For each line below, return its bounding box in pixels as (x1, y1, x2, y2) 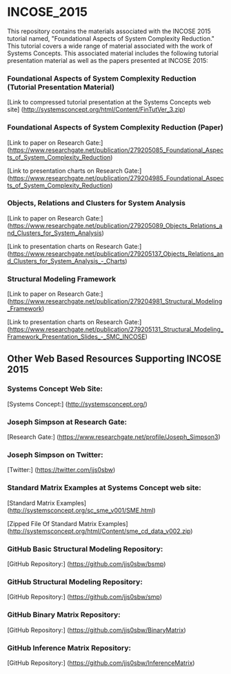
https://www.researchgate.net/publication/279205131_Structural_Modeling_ (9, 326, 224, 334)
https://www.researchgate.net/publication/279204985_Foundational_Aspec (9, 174, 224, 182)
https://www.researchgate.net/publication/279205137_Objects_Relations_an (9, 250, 224, 258)
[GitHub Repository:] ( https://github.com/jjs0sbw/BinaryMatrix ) (7, 626, 186, 634)
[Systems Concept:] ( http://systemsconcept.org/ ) (7, 400, 148, 408)
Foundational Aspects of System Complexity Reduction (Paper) (7, 122, 224, 132)
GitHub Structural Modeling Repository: (7, 577, 143, 586)
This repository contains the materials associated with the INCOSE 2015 (7, 27, 212, 35)
